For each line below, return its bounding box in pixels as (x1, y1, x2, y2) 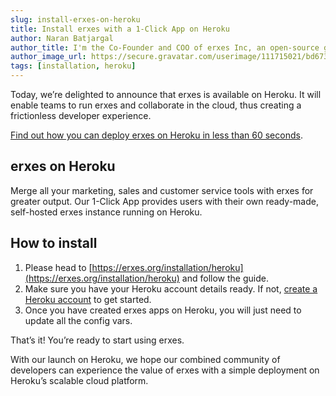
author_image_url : (10, 52, 87, 62)
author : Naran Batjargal (10, 33, 114, 43)
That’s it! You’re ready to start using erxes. (10, 334, 185, 346)
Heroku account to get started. (24, 293, 152, 305)
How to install (10, 235, 98, 252)
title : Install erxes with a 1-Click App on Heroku (10, 24, 230, 34)
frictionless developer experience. (10, 110, 152, 121)
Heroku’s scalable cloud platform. (10, 374, 149, 386)
